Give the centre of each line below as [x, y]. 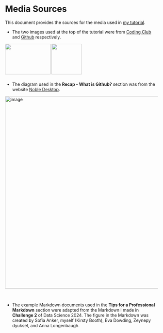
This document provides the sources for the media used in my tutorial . [75, 22]
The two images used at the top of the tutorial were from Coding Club [81, 32]
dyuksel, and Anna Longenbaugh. [46, 325]
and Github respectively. [36, 37]
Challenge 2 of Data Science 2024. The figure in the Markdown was [80, 315]
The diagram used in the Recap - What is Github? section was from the [83, 84]
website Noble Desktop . [36, 89]
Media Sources [36, 9]
